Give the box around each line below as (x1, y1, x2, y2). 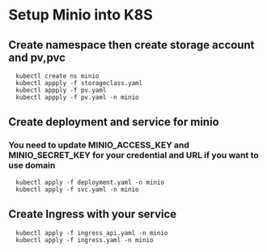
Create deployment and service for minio (8, 115, 220, 129)
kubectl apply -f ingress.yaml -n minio (15, 236, 154, 244)
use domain (8, 160, 56, 171)
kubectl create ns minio (15, 72, 100, 80)
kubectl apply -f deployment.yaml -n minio (15, 178, 164, 186)
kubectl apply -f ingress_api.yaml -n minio (15, 229, 168, 237)
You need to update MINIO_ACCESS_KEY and (8, 139, 190, 151)
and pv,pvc (8, 50, 66, 64)
